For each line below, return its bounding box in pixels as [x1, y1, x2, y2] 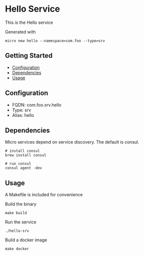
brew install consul [5, 153, 47, 158]
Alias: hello [12, 112, 34, 118]
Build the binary [5, 201, 37, 207]
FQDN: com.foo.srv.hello [12, 102, 62, 108]
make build [5, 211, 27, 216]
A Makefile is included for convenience [5, 192, 83, 198]
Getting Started [5, 52, 53, 60]
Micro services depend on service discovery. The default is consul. [5, 139, 140, 145]
